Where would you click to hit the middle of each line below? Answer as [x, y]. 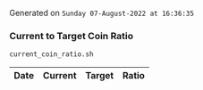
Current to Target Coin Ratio [72, 36]
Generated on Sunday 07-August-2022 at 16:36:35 [102, 13]
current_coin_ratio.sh [51, 54]
